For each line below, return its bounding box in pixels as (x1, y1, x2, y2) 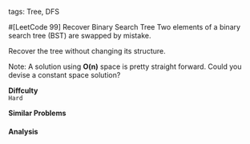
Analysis (8, 126, 38, 136)
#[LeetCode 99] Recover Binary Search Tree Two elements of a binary (8, 22, 241, 31)
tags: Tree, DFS (8, 7, 60, 16)
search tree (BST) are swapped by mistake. (8, 31, 151, 40)
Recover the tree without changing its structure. (8, 46, 166, 55)
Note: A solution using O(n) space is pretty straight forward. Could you (8, 62, 242, 71)
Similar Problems (8, 108, 67, 118)
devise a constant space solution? (8, 70, 121, 79)
